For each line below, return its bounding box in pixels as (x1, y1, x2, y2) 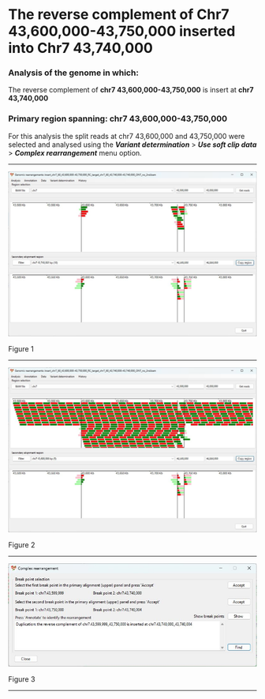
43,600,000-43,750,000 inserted (8, 22, 236, 40)
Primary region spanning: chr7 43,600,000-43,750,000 (8, 113, 228, 124)
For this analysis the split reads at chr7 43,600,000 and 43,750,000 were (8, 131, 245, 141)
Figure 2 (8, 540, 35, 550)
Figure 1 (8, 344, 34, 353)
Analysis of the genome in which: (8, 67, 140, 78)
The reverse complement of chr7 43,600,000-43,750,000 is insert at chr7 (8, 85, 254, 95)
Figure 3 (8, 674, 35, 684)
